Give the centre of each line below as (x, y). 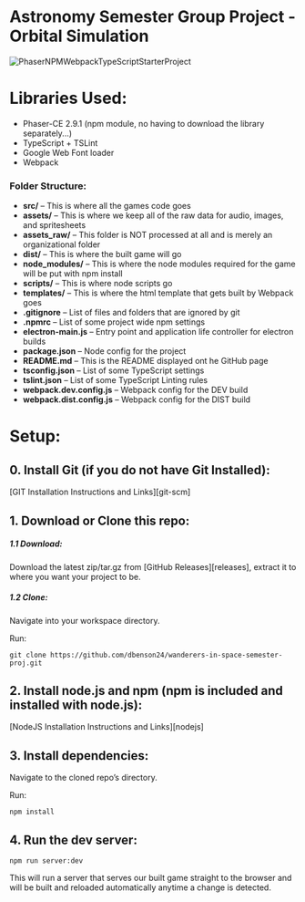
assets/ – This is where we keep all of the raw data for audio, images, (153, 215)
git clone (28, 655)
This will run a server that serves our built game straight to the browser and (151, 877)
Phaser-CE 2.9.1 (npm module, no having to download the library (143, 123)
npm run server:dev (46, 861)
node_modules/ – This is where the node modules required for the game (159, 264)
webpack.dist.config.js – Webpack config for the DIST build (137, 399)
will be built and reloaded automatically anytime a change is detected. (140, 887)
